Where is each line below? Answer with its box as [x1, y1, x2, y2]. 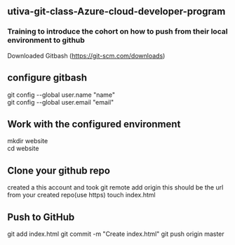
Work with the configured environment [7, 118, 181, 130]
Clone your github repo [7, 164, 111, 176]
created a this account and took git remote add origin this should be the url [7, 183, 224, 192]
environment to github [7, 35, 86, 45]
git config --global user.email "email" [7, 98, 114, 106]
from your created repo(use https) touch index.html [7, 191, 156, 199]
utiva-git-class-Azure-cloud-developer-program [7, 6, 226, 18]
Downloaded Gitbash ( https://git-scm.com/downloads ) [7, 51, 166, 60]
